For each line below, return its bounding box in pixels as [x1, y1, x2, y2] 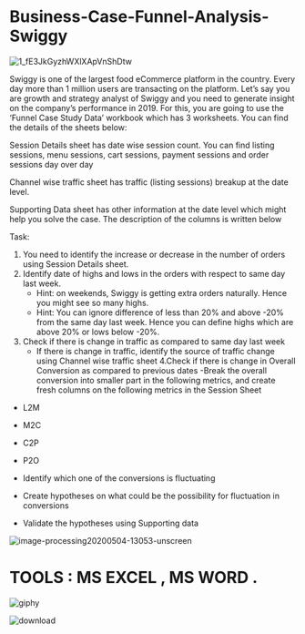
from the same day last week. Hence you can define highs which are [36, 316, 294, 327]
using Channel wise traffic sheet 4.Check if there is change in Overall [36, 355, 296, 366]
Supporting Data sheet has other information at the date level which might [9, 203, 287, 215]
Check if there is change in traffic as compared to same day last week [22, 335, 285, 347]
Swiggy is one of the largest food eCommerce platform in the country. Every [9, 73, 296, 84]
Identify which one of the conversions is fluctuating [22, 472, 216, 484]
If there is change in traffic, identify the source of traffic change [36, 345, 275, 356]
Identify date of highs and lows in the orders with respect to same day [22, 268, 286, 279]
